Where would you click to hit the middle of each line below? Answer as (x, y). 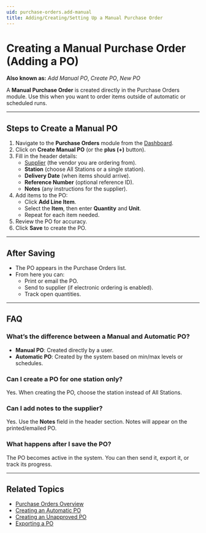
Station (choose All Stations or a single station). (85, 169)
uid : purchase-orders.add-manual (49, 12)
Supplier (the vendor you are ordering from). (80, 163)
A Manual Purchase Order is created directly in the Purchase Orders (93, 90)
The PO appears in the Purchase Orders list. (71, 268)
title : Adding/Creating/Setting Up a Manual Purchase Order (85, 18)
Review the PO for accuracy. (51, 221)
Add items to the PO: (41, 195)
